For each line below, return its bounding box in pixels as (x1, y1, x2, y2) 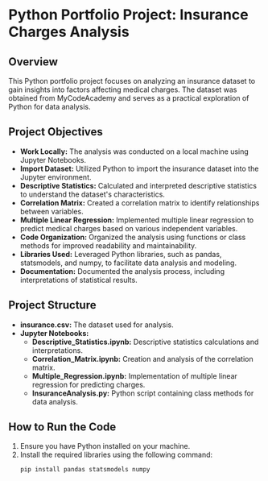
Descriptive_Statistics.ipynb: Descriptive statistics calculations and (31, 337, 259, 346)
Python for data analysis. (8, 102, 91, 111)
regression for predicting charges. (31, 379, 146, 389)
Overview (8, 55, 59, 68)
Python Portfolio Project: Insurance (8, 6, 249, 24)
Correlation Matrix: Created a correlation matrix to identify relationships (19, 197, 260, 207)
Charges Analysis (8, 23, 130, 41)
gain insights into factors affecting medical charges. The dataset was (8, 85, 237, 94)
